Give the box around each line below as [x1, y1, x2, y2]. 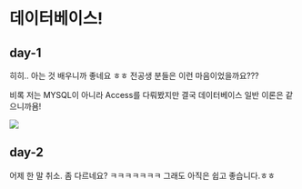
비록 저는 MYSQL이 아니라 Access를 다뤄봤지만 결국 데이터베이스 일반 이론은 [9, 90, 284, 100]
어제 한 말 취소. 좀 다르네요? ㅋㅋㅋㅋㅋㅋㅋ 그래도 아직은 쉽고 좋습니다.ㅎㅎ [9, 170, 276, 181]
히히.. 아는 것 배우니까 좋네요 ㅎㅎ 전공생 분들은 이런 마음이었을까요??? [9, 70, 259, 81]
